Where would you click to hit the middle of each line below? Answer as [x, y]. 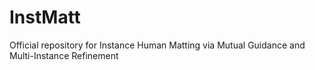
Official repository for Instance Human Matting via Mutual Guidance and [157, 45]
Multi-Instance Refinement [64, 55]
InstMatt [45, 17]
